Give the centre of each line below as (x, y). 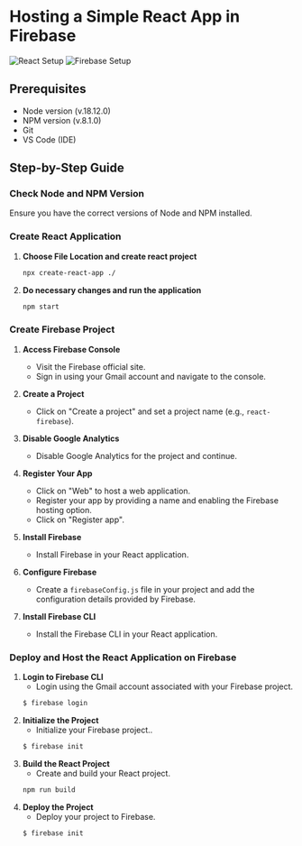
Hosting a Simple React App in (125, 17)
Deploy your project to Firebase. (96, 816)
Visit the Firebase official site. (91, 366)
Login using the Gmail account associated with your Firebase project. (165, 686)
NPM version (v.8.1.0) (62, 120)
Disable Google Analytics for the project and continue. (136, 455)
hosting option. (64, 510)
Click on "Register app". (80, 520)
